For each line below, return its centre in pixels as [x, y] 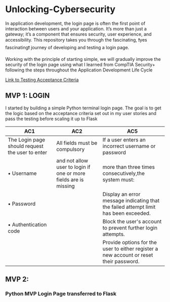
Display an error [121, 194]
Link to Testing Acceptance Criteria [42, 80]
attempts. [114, 234]
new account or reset [128, 255]
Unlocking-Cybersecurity [60, 9]
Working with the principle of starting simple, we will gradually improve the [83, 59]
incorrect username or [129, 146]
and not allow [72, 161]
